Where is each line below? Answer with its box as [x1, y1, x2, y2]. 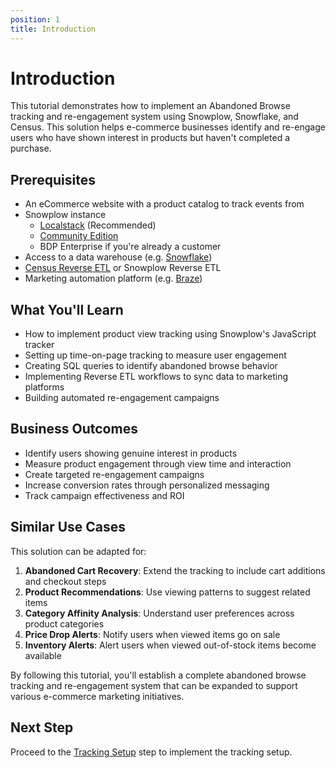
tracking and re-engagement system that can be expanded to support [10, 679, 298, 691]
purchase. [10, 142, 52, 155]
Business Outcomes [10, 421, 138, 438]
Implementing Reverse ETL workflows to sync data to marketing [24, 371, 289, 383]
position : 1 [10, 14, 60, 25]
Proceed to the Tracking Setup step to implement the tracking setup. [10, 746, 293, 758]
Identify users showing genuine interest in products [24, 447, 238, 459]
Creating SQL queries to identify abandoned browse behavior [24, 360, 278, 372]
